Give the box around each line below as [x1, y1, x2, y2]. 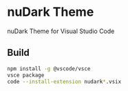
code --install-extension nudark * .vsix [7, 78, 122, 85]
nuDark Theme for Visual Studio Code [7, 27, 115, 35]
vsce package [7, 72, 45, 79]
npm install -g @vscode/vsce [7, 65, 91, 72]
